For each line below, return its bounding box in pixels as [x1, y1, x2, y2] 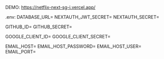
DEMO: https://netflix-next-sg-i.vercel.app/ [5, 5, 96, 10]
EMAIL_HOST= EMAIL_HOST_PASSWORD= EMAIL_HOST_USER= [5, 43, 142, 49]
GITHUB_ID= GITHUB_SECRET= [5, 24, 72, 30]
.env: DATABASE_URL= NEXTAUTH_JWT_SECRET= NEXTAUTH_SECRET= [5, 14, 159, 20]
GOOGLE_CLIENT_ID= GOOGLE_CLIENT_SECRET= [5, 34, 111, 39]
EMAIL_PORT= [5, 49, 36, 54]
